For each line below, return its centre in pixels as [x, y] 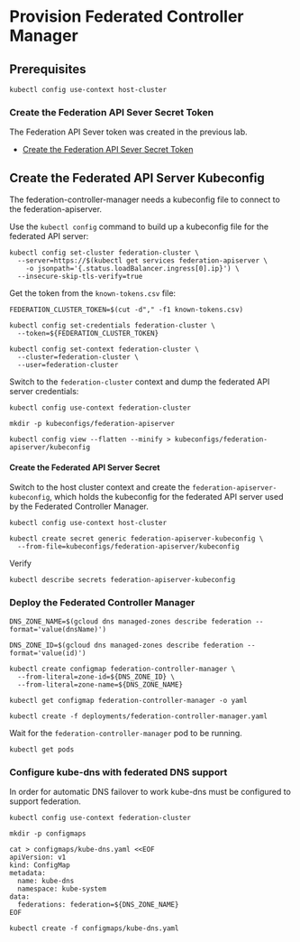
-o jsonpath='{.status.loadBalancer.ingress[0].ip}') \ [133, 269]
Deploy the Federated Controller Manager [102, 603]
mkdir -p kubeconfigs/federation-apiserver [92, 424]
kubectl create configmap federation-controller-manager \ [123, 669]
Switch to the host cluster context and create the [100, 487]
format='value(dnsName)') [58, 629]
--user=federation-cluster [68, 365]
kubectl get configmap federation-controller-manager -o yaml [128, 700]
